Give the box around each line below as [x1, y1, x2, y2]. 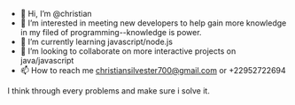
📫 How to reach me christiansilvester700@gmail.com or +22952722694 [19, 65, 286, 75]
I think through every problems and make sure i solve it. [7, 86, 211, 96]
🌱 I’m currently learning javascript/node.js [19, 36, 174, 47]
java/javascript [19, 56, 74, 65]
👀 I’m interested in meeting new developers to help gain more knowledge [19, 18, 287, 28]
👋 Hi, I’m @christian [19, 9, 93, 19]
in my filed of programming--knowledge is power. [19, 27, 202, 37]
